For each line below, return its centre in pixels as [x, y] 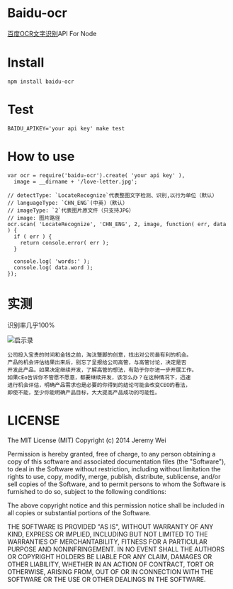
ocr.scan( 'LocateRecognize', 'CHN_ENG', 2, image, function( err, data [117, 224]
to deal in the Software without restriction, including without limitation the [114, 469]
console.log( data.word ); [53, 267]
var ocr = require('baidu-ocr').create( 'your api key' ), [96, 175]
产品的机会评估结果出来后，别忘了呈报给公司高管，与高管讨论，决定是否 [97, 362]
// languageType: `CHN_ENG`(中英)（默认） [68, 203]
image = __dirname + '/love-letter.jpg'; [76, 181]
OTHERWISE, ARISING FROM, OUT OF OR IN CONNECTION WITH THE [110, 571]
